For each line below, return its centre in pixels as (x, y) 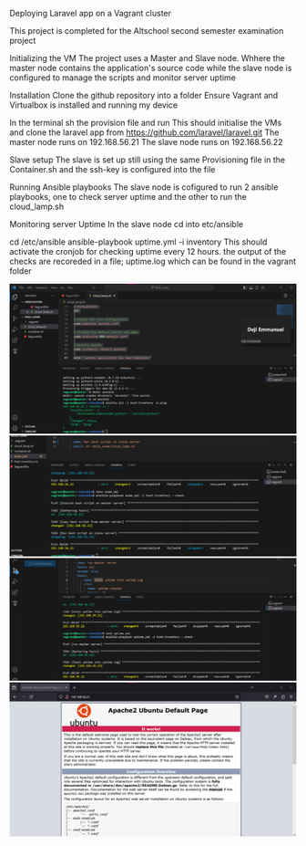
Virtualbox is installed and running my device (94, 105)
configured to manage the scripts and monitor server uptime (123, 78)
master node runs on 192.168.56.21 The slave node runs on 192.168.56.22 (146, 142)
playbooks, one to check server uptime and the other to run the (128, 197)
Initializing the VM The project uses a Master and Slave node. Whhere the (147, 58)
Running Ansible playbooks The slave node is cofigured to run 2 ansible (144, 187)
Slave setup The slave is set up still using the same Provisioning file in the (147, 160)
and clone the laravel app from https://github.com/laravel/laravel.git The (144, 132)
